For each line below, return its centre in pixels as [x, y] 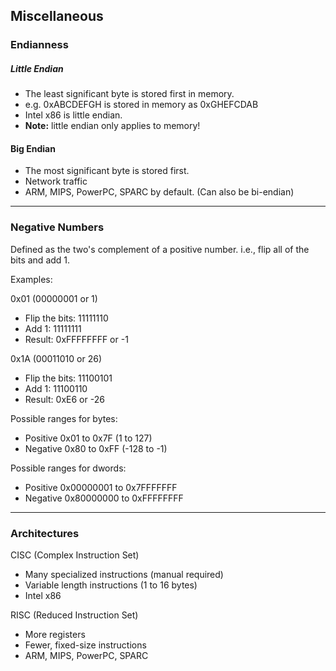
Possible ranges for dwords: [68, 468]
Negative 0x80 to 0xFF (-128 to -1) [96, 448]
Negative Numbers [57, 227]
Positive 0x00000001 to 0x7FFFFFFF [101, 487]
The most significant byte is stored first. [107, 171]
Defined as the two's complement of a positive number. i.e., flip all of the [160, 249]
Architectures [45, 533]
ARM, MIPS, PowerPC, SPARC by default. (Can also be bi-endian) [159, 192]
